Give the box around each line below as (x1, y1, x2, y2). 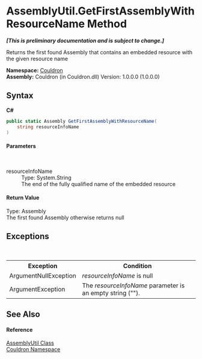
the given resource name (6, 55, 68, 62)
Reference (6, 326, 33, 333)
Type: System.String (21, 173, 72, 181)
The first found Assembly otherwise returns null (6, 214, 124, 221)
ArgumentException (9, 285, 66, 293)
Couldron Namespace (6, 346, 61, 353)
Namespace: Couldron (6, 66, 63, 73)
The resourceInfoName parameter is (82, 281, 185, 290)
